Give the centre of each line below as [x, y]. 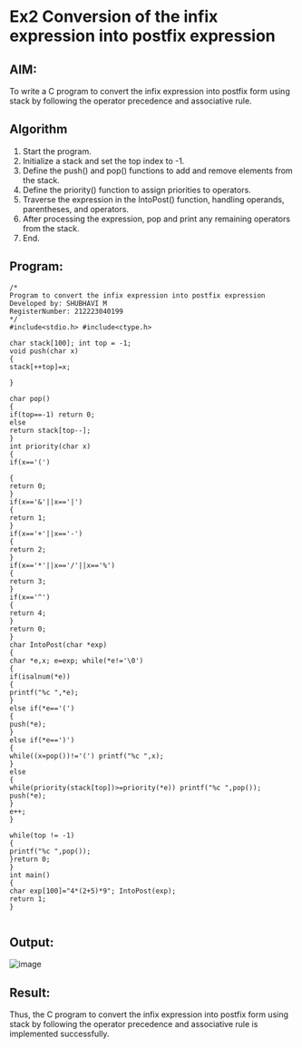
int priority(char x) [50, 446]
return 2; [28, 549]
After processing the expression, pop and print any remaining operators [156, 219]
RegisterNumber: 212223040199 [67, 311]
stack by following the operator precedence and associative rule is [134, 1024]
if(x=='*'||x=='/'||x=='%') [63, 565]
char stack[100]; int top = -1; [70, 343]
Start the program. [57, 151]
